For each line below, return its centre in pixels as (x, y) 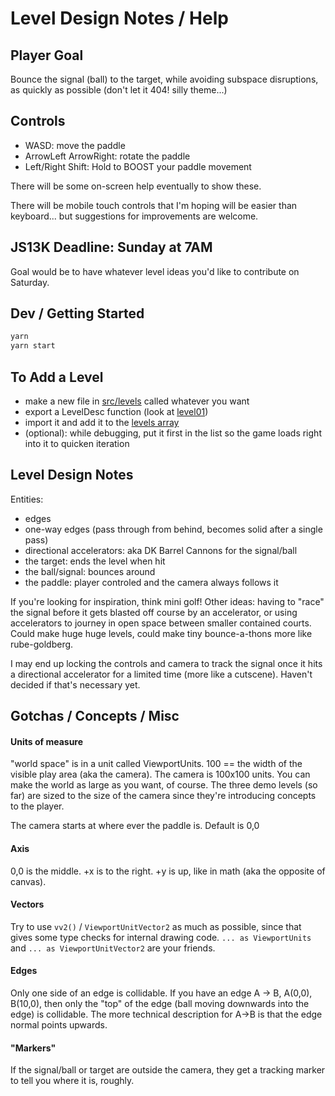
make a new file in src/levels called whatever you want (137, 401)
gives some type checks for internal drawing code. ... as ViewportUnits (161, 937)
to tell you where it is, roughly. (72, 1081)
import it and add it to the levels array (102, 422)
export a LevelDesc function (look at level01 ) (116, 411)
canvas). (28, 881)
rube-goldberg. (42, 644)
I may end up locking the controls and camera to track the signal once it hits (166, 663)
